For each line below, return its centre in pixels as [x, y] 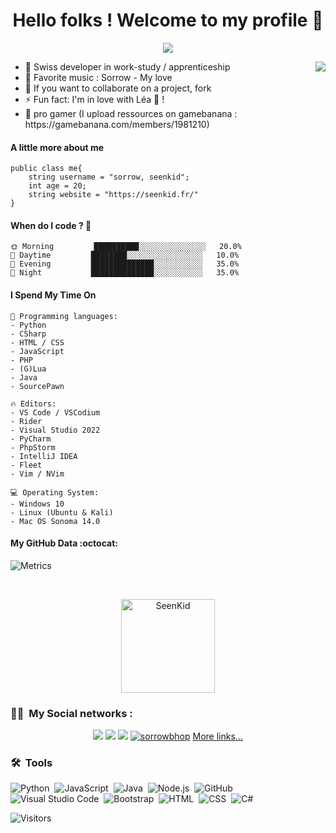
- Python [28, 325]
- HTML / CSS [37, 342]
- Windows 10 [37, 504]
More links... [217, 736]
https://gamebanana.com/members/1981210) [117, 124]
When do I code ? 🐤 [51, 225]
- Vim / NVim [37, 474]
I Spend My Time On [53, 295]
